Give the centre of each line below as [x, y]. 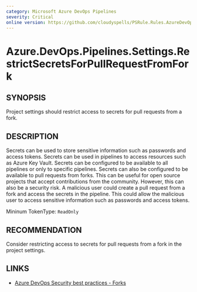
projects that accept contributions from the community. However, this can [95, 181]
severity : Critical [30, 17]
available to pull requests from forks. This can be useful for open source [93, 176]
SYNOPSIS [26, 97]
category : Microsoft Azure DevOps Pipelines [61, 11]
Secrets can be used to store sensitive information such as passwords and [96, 150]
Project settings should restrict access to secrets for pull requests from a [94, 112]
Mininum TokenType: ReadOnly [43, 212]
